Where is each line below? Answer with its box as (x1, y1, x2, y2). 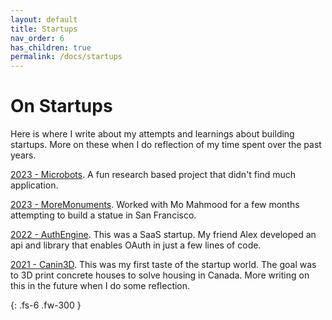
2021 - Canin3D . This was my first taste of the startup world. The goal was (10, 259, 317, 271)
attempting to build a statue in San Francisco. (10, 209, 197, 221)
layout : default (10, 14, 78, 25)
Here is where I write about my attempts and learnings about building (10, 128, 295, 140)
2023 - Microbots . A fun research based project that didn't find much (10, 169, 297, 181)
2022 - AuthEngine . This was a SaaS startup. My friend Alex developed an (10, 229, 317, 241)
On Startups (10, 95, 113, 118)
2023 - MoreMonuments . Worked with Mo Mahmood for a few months (10, 199, 300, 211)
